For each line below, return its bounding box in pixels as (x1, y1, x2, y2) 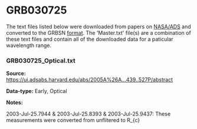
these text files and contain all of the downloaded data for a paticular (6, 35, 174, 42)
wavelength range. (6, 42, 52, 49)
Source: (6, 70, 27, 77)
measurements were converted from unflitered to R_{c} (6, 117, 140, 124)
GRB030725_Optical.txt (6, 57, 75, 65)
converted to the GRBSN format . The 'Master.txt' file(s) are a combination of (6, 29, 192, 36)
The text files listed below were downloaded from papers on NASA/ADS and (6, 23, 192, 30)
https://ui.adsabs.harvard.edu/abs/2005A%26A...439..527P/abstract (6, 76, 173, 83)
